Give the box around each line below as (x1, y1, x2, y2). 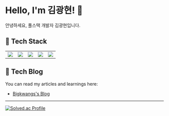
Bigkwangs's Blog (12, 90, 50, 96)
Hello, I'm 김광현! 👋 (5, 5, 83, 16)
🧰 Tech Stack (5, 37, 47, 46)
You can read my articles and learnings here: (5, 81, 98, 87)
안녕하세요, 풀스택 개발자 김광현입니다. (5, 22, 80, 28)
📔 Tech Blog (5, 68, 43, 76)
